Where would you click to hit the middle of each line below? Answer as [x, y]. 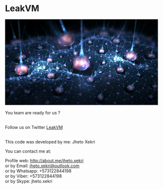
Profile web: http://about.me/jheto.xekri [44, 161]
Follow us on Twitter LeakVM [34, 127]
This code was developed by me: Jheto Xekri [50, 142]
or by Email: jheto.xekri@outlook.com [42, 166]
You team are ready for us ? [33, 113]
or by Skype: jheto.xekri [29, 181]
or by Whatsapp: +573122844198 [38, 171]
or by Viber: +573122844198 [33, 176]
